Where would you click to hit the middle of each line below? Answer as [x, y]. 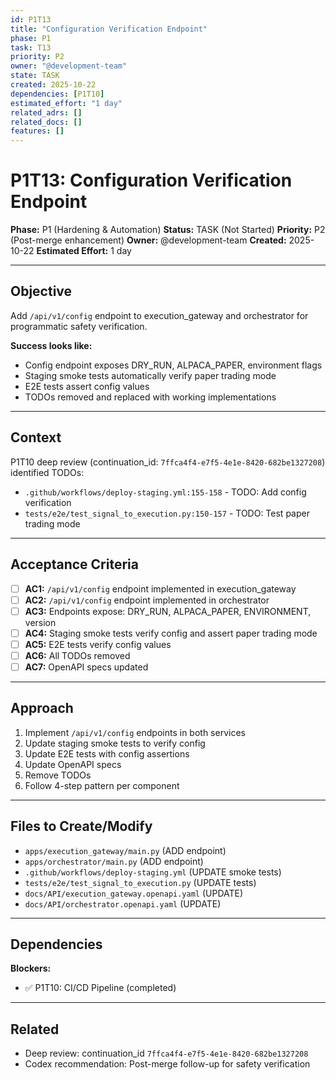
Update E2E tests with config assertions [107, 753]
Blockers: [31, 968]
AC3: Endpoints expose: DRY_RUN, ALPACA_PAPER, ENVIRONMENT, [168, 611]
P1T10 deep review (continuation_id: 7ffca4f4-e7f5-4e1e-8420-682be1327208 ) [168, 462]
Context [36, 437]
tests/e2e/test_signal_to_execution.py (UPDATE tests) [140, 882]
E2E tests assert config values [87, 386]
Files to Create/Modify [81, 826]
